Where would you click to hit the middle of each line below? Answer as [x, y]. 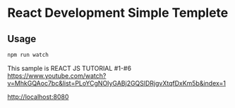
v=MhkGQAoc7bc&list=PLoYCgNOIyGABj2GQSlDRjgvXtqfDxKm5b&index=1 [116, 83]
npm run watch [28, 55]
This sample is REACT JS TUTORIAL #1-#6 [70, 68]
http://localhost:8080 [38, 97]
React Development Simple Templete [118, 13]
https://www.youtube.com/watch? [57, 76]
